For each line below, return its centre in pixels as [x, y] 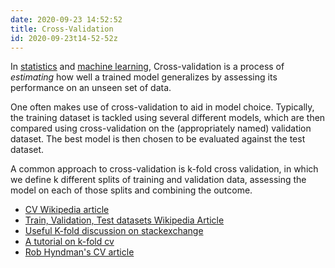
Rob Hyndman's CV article [79, 252]
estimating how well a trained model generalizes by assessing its [144, 77]
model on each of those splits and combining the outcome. [131, 190]
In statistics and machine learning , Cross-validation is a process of [147, 67]
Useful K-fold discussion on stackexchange [114, 231]
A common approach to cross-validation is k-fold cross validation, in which [164, 169]
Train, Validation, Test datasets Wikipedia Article [124, 220]
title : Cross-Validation [62, 29]
